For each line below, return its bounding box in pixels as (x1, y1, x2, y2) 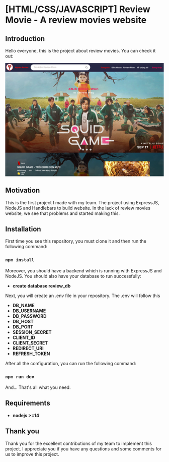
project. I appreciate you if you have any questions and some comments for (5, 445, 162, 452)
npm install (5, 257, 35, 263)
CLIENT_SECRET (12, 339, 48, 346)
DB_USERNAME (12, 308, 46, 314)
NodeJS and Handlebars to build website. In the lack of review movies (5, 205, 151, 211)
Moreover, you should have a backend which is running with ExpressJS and (5, 267, 162, 273)
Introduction (5, 34, 45, 43)
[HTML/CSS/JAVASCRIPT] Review (5, 4, 151, 15)
